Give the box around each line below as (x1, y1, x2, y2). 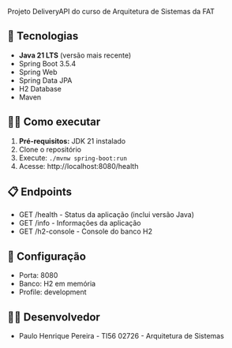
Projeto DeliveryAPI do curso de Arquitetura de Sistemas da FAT (7, 7, 215, 16)
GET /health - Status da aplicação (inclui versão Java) (18, 210, 195, 219)
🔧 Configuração (7, 249, 86, 263)
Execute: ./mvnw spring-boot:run (18, 153, 128, 163)
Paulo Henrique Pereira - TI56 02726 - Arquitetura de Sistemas (18, 331, 224, 341)
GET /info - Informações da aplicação (18, 219, 141, 228)
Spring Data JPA (18, 75, 73, 85)
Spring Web (18, 67, 58, 77)
